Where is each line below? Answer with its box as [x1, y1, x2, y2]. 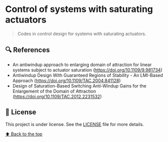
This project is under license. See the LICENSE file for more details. [5, 121, 144, 127]
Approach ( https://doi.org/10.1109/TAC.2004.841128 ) [12, 77, 121, 83]
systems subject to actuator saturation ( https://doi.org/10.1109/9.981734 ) [12, 66, 162, 73]
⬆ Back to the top [5, 131, 43, 137]
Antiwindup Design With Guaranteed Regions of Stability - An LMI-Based [12, 72, 163, 78]
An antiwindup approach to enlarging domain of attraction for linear [12, 61, 152, 67]
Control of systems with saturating [5, 3, 153, 15]
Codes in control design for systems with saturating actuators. [17, 30, 146, 36]
